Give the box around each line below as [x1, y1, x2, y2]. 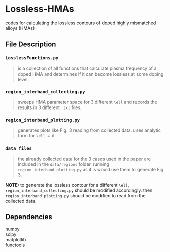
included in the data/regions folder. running [17, 161, 109, 167]
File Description [5, 40, 56, 49]
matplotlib [5, 237, 26, 243]
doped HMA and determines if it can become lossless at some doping [17, 70, 164, 77]
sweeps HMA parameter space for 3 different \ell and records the [17, 99, 157, 105]
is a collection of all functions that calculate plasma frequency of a [17, 65, 157, 71]
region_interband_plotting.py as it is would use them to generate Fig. [17, 166, 165, 172]
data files [5, 146, 32, 151]
